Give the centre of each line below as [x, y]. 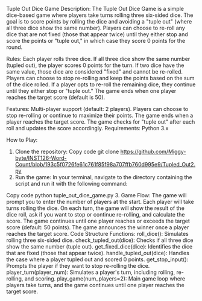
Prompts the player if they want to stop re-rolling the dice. [78, 266]
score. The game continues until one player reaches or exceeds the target [98, 221]
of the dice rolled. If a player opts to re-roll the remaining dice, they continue [101, 84]
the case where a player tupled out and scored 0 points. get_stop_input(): [97, 259]
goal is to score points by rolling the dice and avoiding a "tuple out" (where [99, 21]
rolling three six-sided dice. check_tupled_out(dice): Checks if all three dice [100, 240]
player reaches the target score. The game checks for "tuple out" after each [101, 122]
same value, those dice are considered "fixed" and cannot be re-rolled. [94, 71]
